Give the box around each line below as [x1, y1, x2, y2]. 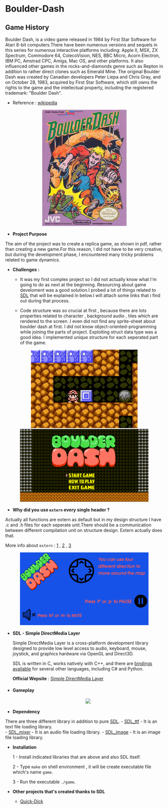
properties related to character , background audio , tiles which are [20, 313, 158, 319]
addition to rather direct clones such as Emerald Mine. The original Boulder [5, 69, 160, 75]
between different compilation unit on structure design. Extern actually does [5, 527, 162, 533]
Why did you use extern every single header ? [12, 507, 110, 513]
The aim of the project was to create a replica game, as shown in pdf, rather [5, 241, 162, 247]
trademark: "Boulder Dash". [5, 90, 62, 96]
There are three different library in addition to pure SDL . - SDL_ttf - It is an [5, 718, 157, 724]
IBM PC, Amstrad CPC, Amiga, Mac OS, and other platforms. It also [5, 58, 144, 63]
